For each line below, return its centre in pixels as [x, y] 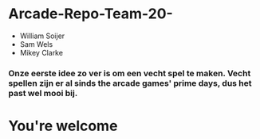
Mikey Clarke [41, 52]
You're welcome [63, 126]
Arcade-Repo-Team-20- [91, 14]
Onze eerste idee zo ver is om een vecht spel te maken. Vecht [130, 73]
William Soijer [42, 36]
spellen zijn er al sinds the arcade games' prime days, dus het [130, 83]
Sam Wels [36, 44]
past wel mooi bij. [43, 93]
